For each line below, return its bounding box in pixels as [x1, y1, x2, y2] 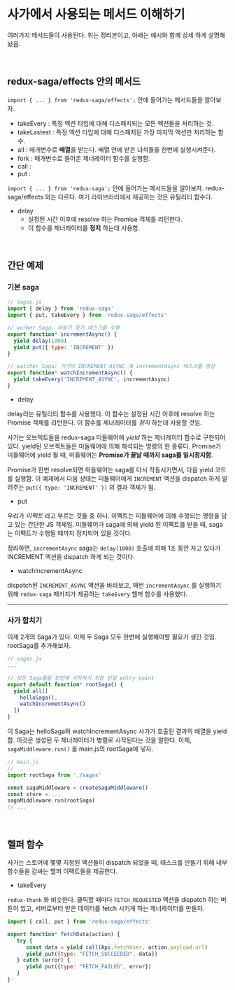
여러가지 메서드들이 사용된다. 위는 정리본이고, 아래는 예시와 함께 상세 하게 [7, 31, 207, 39]
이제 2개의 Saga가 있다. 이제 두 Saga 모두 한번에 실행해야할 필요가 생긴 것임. [7, 632, 217, 641]
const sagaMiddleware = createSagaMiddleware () [7, 784, 149, 791]
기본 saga [7, 283, 40, 292]
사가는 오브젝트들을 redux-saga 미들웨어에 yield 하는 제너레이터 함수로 [7, 433, 201, 441]
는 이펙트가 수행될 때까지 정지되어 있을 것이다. [7, 529, 133, 537]
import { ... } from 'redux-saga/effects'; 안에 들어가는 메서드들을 [7, 95, 204, 104]
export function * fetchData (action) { [7, 931, 120, 938]
